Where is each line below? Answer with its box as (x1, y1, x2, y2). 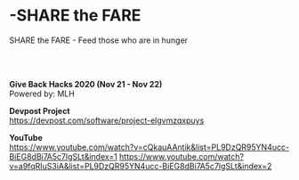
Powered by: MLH (9, 88, 76, 99)
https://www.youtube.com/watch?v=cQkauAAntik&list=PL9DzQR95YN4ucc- (9, 142, 290, 152)
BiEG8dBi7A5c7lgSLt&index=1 (9, 151, 117, 161)
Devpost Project (9, 105, 70, 116)
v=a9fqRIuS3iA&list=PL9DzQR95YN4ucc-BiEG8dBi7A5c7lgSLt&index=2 (9, 160, 272, 171)
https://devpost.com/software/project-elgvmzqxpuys (9, 115, 205, 126)
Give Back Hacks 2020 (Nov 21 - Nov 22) (9, 78, 163, 89)
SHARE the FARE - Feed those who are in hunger (9, 35, 189, 45)
